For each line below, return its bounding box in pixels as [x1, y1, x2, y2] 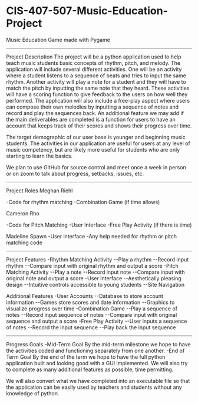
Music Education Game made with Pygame [6, 36, 110, 43]
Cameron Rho [6, 209, 39, 217]
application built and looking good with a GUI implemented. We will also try [6, 359, 188, 366]
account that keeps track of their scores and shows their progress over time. [6, 122, 192, 129]
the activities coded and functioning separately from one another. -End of [6, 347, 185, 354]
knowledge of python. [6, 389, 60, 397]
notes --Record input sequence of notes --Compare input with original [6, 311, 177, 318]
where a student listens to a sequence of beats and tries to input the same [6, 72, 187, 79]
